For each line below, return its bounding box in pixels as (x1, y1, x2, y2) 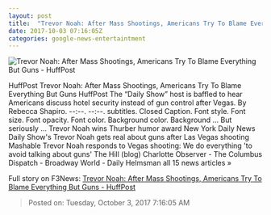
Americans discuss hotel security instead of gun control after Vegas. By (8, 98, 247, 107)
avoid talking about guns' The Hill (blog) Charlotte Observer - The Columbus (8, 150, 263, 159)
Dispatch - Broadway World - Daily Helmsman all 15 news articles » (8, 158, 232, 168)
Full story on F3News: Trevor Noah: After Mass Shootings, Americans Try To (8, 174, 262, 183)
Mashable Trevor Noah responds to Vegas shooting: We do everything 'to (8, 141, 252, 150)
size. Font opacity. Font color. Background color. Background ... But (8, 115, 232, 125)
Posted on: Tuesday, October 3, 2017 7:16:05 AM (27, 198, 190, 208)
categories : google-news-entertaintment (8, 34, 147, 43)
